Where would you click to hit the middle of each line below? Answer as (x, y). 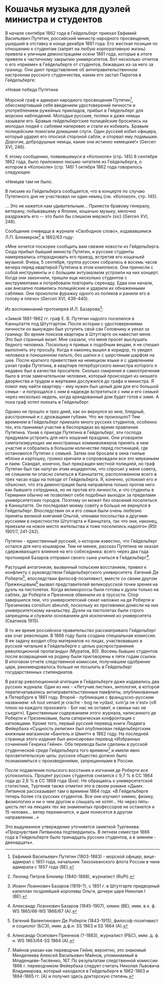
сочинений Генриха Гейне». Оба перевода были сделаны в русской (76, 744)
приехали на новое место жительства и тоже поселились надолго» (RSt (81, 526)
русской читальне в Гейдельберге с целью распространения (69, 646)
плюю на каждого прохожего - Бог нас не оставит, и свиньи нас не (76, 708)
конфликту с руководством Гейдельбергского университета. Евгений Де (82, 572)
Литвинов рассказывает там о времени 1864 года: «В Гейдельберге (77, 791)
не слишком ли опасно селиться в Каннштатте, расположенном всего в (81, 474)
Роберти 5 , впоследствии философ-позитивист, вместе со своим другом (81, 578)
